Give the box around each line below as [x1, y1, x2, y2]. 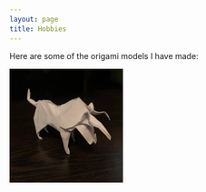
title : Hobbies [9, 24, 67, 34]
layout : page [9, 15, 59, 24]
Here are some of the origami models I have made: [9, 50, 199, 61]
